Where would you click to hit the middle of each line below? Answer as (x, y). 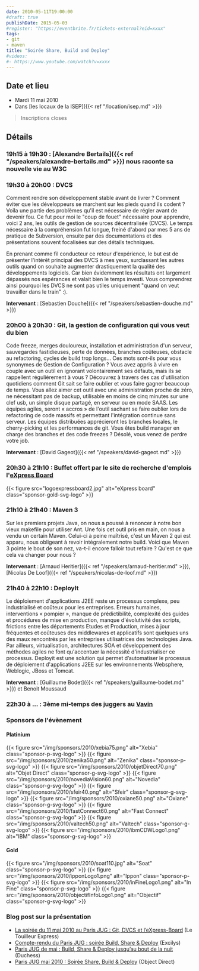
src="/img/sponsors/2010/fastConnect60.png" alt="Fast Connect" (88, 811)
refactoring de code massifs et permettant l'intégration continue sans (91, 415)
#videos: (17, 56)
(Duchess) (27, 955)
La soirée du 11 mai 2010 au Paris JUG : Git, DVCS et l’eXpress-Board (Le (103, 930)
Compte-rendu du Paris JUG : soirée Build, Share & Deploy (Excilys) (98, 942)
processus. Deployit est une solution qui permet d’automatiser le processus (99, 658)
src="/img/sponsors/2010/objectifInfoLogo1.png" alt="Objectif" (84, 895)
